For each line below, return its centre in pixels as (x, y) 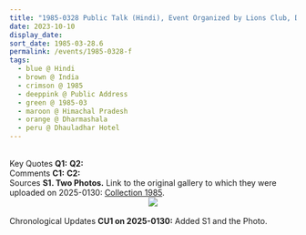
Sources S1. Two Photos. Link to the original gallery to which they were (143, 183)
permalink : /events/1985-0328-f (71, 52)
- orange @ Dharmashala (62, 119)
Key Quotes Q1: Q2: (46, 163)
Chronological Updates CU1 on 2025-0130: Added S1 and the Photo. (138, 221)
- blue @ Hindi (46, 69)
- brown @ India (48, 77)
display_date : (36, 35)
